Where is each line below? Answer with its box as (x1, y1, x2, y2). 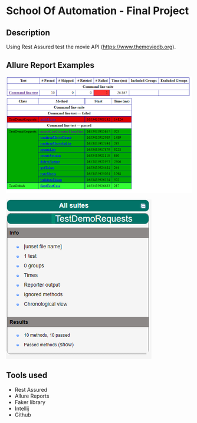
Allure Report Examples (6, 60, 94, 70)
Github (14, 411, 31, 418)
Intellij (14, 405, 29, 412)
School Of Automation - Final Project (6, 4, 189, 18)
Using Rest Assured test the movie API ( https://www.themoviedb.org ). (6, 43, 176, 50)
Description (6, 28, 50, 38)
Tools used (6, 370, 48, 381)
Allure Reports (14, 392, 50, 399)
